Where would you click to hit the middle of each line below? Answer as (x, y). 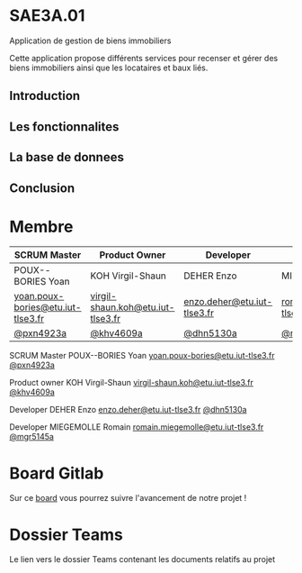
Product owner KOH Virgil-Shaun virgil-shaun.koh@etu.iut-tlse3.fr (132, 383)
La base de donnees (67, 157)
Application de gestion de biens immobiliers (90, 41)
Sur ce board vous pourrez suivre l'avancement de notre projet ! (128, 498)
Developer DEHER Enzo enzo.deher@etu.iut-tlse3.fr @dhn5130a (128, 410)
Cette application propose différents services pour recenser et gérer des (144, 58)
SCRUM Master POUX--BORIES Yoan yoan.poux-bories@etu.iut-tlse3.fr (142, 356)
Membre (41, 227)
